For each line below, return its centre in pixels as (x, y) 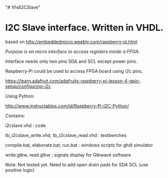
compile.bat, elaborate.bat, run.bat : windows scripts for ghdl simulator (79, 145)
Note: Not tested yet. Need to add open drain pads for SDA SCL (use (77, 164)
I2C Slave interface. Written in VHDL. (84, 28)
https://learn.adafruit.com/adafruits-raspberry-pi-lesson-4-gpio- (73, 81)
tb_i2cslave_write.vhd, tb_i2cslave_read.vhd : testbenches (66, 135)
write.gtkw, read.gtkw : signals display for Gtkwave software (68, 155)
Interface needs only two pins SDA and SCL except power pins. (71, 61)
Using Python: (20, 96)
